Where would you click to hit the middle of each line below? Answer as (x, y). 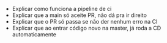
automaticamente (34, 35)
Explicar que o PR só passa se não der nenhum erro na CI (85, 21)
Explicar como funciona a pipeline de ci (62, 9)
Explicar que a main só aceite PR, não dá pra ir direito (79, 15)
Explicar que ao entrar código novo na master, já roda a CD (87, 28)
